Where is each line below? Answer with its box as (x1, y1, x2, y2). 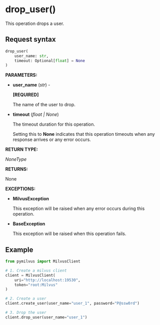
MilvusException (12, 196, 49, 202)
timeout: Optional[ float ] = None (14, 58, 85, 63)
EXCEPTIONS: (5, 186, 36, 192)
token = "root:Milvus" (14, 282, 58, 287)
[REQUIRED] (12, 92, 39, 98)
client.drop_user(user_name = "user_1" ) (5, 314, 87, 320)
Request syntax (5, 35, 56, 44)
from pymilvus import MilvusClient (5, 259, 81, 264)
